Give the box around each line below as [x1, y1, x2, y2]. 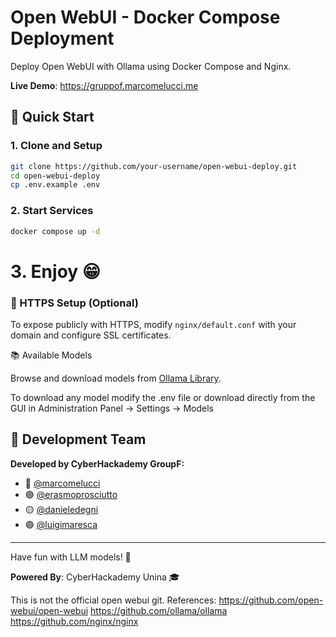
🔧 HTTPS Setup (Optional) [10, 296, 139, 310]
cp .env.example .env [10, 180, 101, 190]
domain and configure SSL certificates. [10, 329, 172, 341]
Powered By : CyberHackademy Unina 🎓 [10, 571, 180, 583]
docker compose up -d [10, 226, 101, 236]
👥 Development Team [10, 431, 147, 448]
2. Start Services [10, 204, 94, 218]
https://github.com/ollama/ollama [90, 604, 228, 616]
